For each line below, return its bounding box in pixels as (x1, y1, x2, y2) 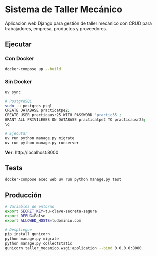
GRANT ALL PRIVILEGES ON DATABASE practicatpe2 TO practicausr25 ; (5, 117, 146, 122)
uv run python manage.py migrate (5, 135, 75, 141)
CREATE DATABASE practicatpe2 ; (5, 108, 70, 113)
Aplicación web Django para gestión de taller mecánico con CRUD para (5, 20, 152, 26)
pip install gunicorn (5, 232, 50, 237)
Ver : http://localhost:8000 (5, 149, 59, 155)
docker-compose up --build (5, 66, 61, 71)
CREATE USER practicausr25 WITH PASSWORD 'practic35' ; (5, 113, 122, 118)
